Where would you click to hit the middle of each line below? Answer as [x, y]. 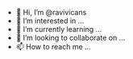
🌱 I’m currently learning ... [59, 29]
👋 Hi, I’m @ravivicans [51, 12]
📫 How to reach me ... [53, 47]
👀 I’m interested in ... [50, 21]
